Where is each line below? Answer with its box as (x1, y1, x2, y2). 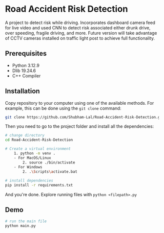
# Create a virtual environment (5, 146, 71, 151)
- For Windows (14, 164, 42, 169)
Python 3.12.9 (12, 62, 40, 68)
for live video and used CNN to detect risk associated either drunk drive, (5, 24, 151, 30)
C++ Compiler (12, 72, 41, 79)
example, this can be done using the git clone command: (5, 105, 122, 111)
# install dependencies (5, 178, 54, 183)
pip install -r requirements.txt (5, 183, 73, 188)
